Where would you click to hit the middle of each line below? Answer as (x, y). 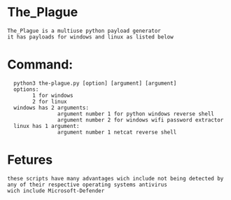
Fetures (30, 160)
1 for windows (53, 95)
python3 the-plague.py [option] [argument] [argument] (95, 83)
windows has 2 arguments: (51, 108)
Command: (40, 65)
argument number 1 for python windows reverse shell (136, 114)
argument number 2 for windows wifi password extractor (140, 120)
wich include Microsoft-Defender (56, 191)
